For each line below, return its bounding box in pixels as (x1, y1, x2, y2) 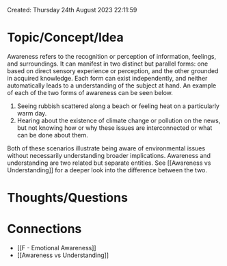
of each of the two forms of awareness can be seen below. (7, 88, 173, 96)
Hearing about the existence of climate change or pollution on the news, (16, 116, 221, 124)
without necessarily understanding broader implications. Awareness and (7, 151, 211, 159)
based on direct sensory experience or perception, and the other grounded (7, 66, 219, 75)
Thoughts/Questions (7, 190, 129, 206)
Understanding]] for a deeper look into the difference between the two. (7, 165, 207, 174)
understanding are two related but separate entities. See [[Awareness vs (7, 159, 211, 167)
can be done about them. (16, 131, 88, 139)
